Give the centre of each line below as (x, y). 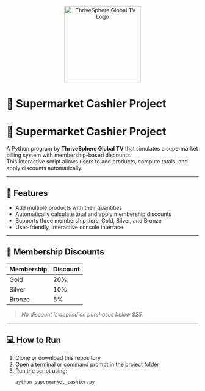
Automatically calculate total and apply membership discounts (93, 214)
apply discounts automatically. (45, 168)
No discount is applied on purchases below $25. (82, 314)
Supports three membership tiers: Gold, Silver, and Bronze (88, 220)
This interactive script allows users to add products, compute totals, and (97, 162)
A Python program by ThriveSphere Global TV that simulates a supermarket (102, 149)
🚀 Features (27, 193)
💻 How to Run (34, 340)
